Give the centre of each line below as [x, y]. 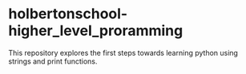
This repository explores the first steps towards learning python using [123, 53]
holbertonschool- [68, 14]
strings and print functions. [53, 61]
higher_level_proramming [96, 31]
